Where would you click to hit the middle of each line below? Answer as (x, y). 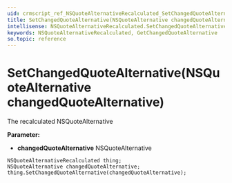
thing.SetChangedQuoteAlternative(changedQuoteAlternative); (97, 173)
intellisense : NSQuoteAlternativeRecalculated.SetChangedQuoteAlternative (117, 26)
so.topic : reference (37, 39)
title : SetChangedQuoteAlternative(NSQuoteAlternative (88, 20)
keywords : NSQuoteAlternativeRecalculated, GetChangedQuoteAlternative (112, 33)
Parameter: (23, 135)
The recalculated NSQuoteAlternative (60, 122)
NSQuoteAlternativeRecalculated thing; (65, 161)
